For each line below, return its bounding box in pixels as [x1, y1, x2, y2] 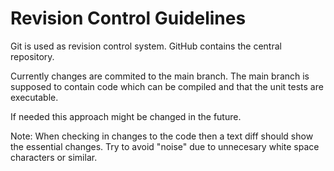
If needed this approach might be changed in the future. [10, 110, 242, 122]
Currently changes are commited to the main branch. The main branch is [10, 70, 310, 82]
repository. [10, 50, 55, 62]
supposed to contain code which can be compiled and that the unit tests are [10, 80, 324, 92]
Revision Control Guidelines [10, 7, 247, 30]
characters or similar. [10, 151, 98, 163]
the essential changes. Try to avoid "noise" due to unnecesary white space [10, 140, 320, 152]
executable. [10, 91, 59, 103]
